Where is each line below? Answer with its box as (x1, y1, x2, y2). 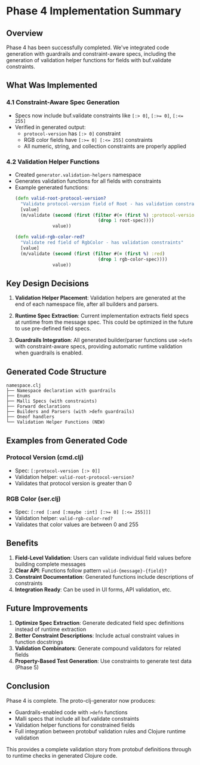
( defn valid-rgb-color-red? (14, 234, 85, 240)
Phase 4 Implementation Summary (6, 4, 181, 18)
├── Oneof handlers (6, 414, 55, 420)
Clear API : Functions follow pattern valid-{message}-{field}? (14, 567, 167, 574)
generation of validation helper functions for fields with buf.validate (6, 57, 172, 63)
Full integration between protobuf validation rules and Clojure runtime (14, 727, 186, 734)
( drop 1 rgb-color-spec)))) (97, 256, 168, 262)
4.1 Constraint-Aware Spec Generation (6, 98, 120, 107)
